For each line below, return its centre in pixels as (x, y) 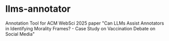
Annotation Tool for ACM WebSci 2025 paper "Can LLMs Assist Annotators (85, 23)
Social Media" (20, 34)
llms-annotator (38, 9)
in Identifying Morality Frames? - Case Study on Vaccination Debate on (80, 28)
